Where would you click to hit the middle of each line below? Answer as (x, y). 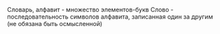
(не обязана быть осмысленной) (55, 24)
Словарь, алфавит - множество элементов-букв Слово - (90, 10)
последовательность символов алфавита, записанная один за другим (110, 17)
